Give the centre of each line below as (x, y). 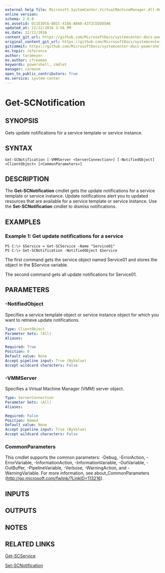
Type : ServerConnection (29, 398)
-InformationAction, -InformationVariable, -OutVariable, (90, 463)
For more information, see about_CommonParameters (95, 473)
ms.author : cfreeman (26, 60)
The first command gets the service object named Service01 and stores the (81, 260)
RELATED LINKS (30, 544)
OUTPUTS (21, 511)
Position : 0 (17, 352)
